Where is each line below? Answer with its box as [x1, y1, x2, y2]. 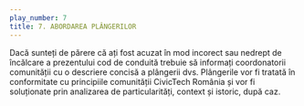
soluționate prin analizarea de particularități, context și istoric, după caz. [9, 86, 281, 97]
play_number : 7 [9, 13, 68, 23]
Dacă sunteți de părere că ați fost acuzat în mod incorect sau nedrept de [9, 47, 282, 58]
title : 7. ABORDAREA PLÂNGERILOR [9, 22, 137, 31]
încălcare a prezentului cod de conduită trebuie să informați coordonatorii [9, 57, 286, 68]
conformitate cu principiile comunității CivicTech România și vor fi [9, 76, 256, 87]
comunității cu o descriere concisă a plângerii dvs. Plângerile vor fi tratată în [9, 66, 296, 78]
